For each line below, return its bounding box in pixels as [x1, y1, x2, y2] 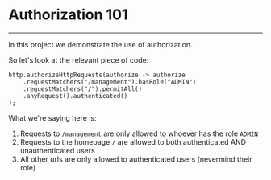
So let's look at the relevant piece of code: [8, 55, 149, 65]
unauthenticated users [19, 145, 95, 155]
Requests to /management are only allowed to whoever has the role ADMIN [19, 129, 258, 138]
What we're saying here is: [8, 112, 97, 122]
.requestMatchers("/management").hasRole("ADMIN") [23, 78, 197, 86]
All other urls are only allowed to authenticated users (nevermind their [19, 154, 252, 164]
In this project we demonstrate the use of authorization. [8, 39, 193, 49]
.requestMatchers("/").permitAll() [23, 84, 143, 93]
